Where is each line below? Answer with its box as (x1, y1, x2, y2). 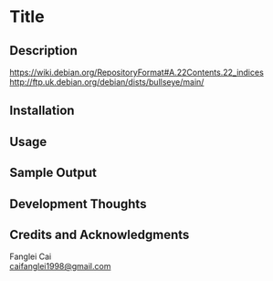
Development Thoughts (9, 196, 147, 212)
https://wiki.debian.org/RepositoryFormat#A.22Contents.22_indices (9, 67, 265, 78)
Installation (9, 103, 75, 119)
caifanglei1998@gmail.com (9, 261, 111, 272)
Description (9, 43, 78, 58)
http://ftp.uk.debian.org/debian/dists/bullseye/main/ (9, 77, 205, 88)
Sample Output (9, 165, 98, 181)
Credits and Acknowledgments (9, 226, 190, 243)
